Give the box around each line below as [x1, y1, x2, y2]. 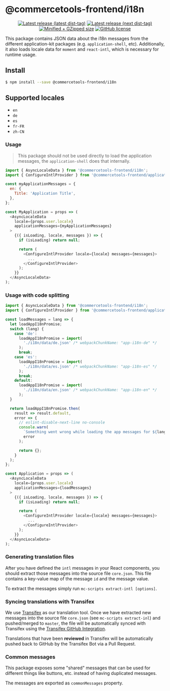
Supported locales [5, 94, 65, 102]
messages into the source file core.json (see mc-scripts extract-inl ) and [5, 615, 161, 621]
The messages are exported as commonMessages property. [5, 680, 123, 686]
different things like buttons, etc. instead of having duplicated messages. [5, 670, 157, 676]
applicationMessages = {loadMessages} [14, 485, 92, 490]
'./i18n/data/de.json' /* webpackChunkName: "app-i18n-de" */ [23, 340, 157, 346]
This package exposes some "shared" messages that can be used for [5, 665, 151, 671]
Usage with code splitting [5, 292, 69, 299]
